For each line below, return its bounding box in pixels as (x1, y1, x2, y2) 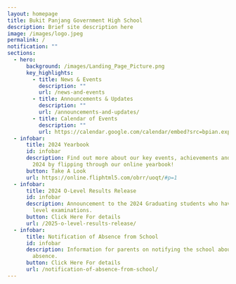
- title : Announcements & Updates (32, 96, 133, 103)
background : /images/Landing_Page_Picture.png (25, 63, 165, 70)
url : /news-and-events (38, 89, 105, 96)
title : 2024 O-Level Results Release (25, 187, 137, 195)
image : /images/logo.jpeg (7, 30, 83, 37)
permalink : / (7, 37, 46, 44)
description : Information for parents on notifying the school (25, 246, 216, 254)
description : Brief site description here (7, 23, 133, 30)
